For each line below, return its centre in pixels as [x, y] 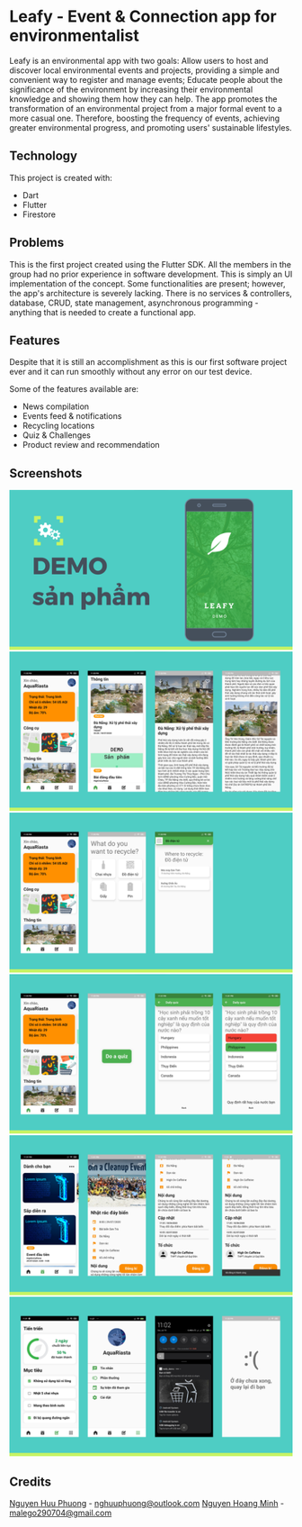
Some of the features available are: [74, 389]
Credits [31, 1482]
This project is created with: [61, 177]
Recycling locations [58, 426]
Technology [44, 156]
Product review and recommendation [91, 445]
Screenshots [46, 473]
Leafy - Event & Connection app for [143, 17]
